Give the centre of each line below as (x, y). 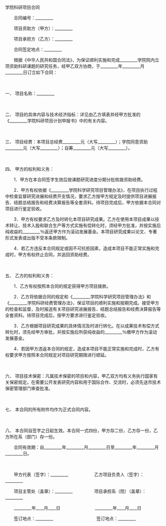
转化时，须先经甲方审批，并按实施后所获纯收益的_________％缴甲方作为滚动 (81, 332)
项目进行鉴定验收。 (25, 209)
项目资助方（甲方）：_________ (43, 28)
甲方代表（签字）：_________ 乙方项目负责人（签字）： (79, 474)
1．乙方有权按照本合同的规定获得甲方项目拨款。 (62, 286)
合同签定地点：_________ (38, 49)
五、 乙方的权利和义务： (30, 276)
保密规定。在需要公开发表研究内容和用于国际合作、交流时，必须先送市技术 (85, 382)
